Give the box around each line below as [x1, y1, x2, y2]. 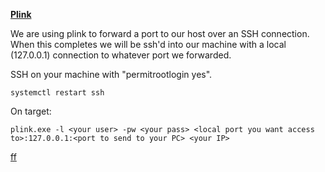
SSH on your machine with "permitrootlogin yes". [10, 69, 213, 80]
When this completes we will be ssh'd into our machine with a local [10, 39, 287, 50]
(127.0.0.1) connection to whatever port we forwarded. [10, 49, 232, 61]
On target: [10, 105, 52, 117]
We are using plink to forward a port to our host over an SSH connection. [10, 28, 310, 39]
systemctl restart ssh [10, 88, 105, 98]
